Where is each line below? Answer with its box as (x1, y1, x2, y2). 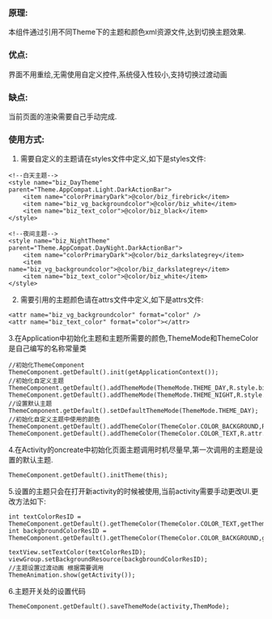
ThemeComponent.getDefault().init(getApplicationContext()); (8, 368, 219, 376)
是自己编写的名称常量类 (8, 343, 87, 354)
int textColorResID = (8, 513, 82, 521)
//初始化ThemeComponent (8, 361, 85, 370)
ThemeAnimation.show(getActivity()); (8, 571, 136, 579)
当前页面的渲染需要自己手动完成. (8, 111, 117, 121)
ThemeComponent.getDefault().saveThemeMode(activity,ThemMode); (8, 603, 230, 611)
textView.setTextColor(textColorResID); (8, 548, 147, 557)
